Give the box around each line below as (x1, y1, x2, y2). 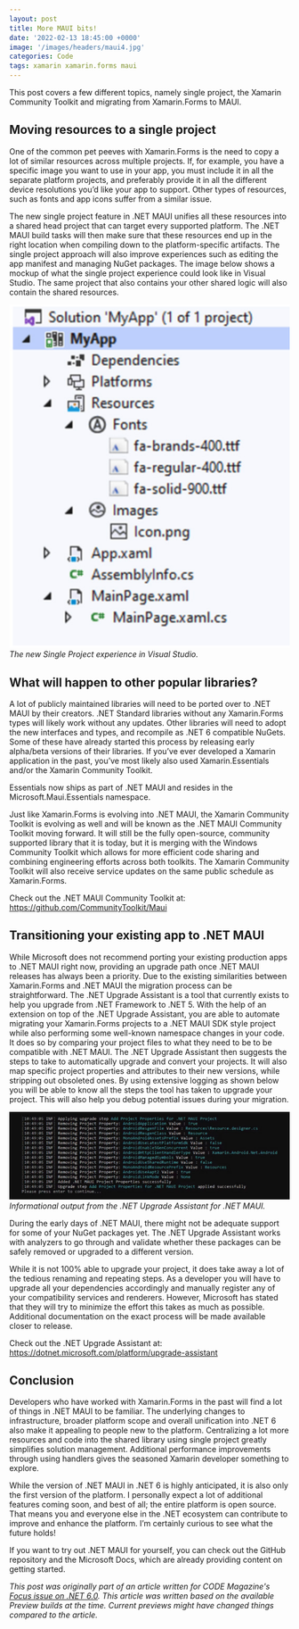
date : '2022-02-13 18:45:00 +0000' (9, 33, 141, 42)
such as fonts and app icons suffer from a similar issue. (9, 193, 212, 204)
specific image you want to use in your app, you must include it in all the (9, 165, 274, 176)
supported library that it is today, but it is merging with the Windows (9, 837, 258, 848)
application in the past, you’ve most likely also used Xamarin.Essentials (9, 755, 270, 766)
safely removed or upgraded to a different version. (9, 1246, 194, 1257)
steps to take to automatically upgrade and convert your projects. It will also (9, 1056, 287, 1067)
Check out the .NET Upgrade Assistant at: (9, 1337, 163, 1348)
